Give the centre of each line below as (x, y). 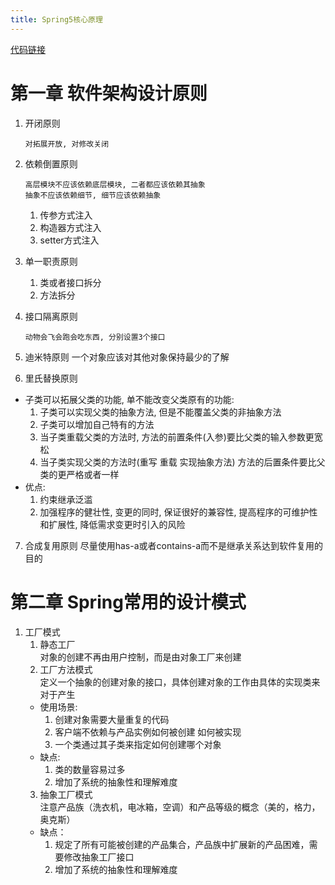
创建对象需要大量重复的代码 (112, 719)
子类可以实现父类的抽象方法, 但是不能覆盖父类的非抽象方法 (160, 412)
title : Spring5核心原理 (56, 19)
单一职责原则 (51, 261)
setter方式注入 (69, 240)
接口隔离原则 (51, 316)
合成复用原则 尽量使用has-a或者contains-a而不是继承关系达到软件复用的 (174, 545)
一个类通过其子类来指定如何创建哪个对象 (138, 744)
